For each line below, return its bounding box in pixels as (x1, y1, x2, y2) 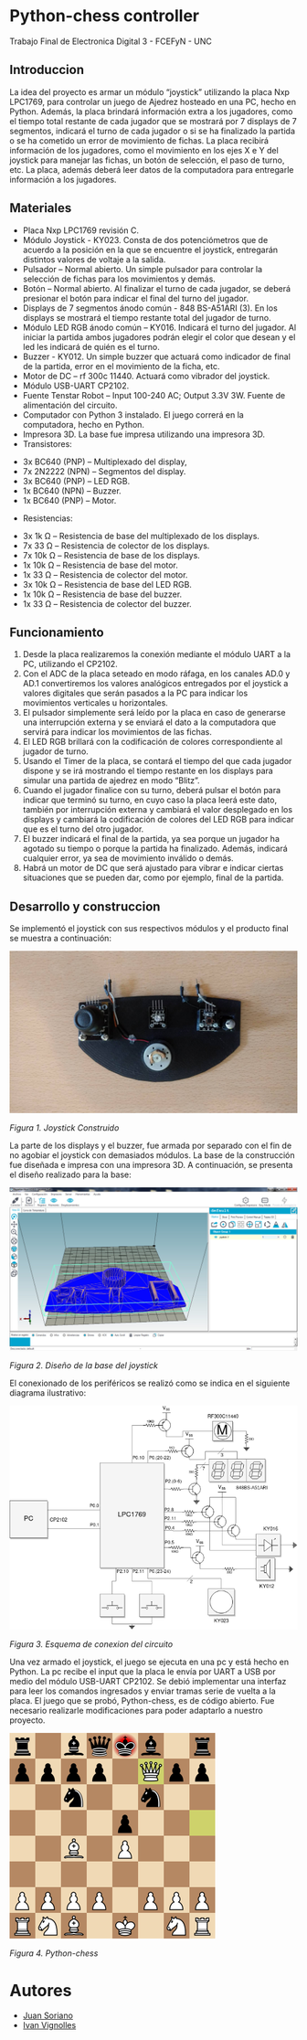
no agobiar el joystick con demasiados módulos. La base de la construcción (9, 1149, 295, 1161)
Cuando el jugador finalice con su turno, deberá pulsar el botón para (22, 785, 281, 796)
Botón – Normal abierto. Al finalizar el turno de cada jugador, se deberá (22, 282, 291, 293)
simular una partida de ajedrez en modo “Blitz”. (22, 775, 200, 786)
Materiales (9, 200, 72, 216)
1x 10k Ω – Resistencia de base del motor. (22, 559, 178, 570)
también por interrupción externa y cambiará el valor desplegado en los (22, 804, 293, 815)
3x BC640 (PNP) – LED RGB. (22, 475, 131, 486)
